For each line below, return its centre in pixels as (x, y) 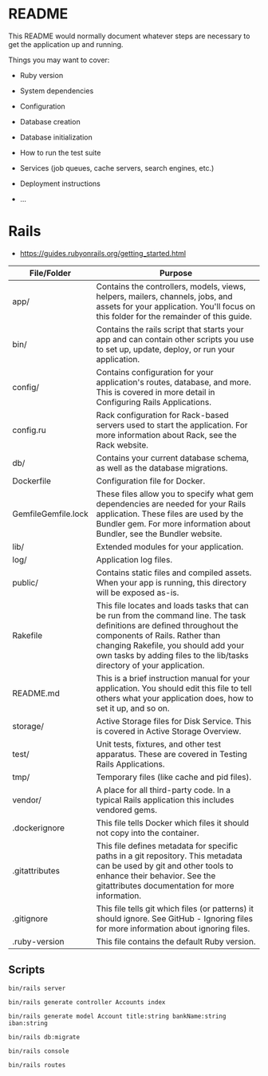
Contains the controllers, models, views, (171, 286)
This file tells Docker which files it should (173, 822)
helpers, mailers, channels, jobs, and (164, 296)
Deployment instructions (60, 183)
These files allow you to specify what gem (175, 494)
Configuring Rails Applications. (154, 402)
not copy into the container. (148, 833)
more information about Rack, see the (166, 435)
